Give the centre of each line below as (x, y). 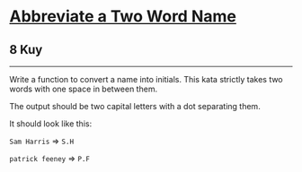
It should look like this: (51, 124)
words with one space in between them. (84, 89)
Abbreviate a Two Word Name (123, 17)
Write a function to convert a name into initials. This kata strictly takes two (146, 79)
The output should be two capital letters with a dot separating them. (135, 106)
